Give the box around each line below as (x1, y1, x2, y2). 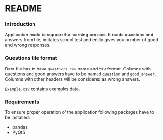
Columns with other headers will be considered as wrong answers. (5, 76, 140, 82)
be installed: (5, 114, 30, 121)
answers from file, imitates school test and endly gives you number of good (5, 37, 159, 43)
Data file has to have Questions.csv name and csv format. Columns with (5, 66, 151, 71)
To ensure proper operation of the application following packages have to (5, 109, 154, 115)
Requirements (5, 98, 40, 105)
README (5, 3, 42, 14)
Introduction (5, 21, 35, 28)
